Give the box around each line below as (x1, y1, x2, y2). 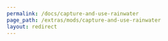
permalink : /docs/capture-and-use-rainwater (6, 10, 139, 17)
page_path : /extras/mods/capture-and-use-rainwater (6, 17, 161, 24)
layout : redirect (6, 23, 58, 30)
